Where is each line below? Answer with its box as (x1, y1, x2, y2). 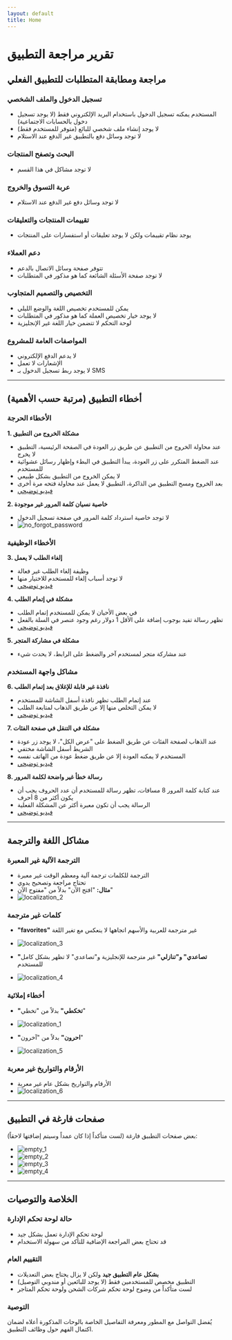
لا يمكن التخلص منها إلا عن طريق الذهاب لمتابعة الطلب (17, 703, 157, 712)
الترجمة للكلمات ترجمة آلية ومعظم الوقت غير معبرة (17, 871, 150, 880)
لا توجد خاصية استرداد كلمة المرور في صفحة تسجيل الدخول (17, 513, 169, 521)
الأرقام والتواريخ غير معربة (7, 1064, 84, 1074)
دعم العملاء (7, 248, 41, 258)
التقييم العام (7, 1254, 42, 1264)
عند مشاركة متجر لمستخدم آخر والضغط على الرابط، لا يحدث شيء (17, 650, 187, 658)
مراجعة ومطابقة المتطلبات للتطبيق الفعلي (7, 74, 166, 86)
